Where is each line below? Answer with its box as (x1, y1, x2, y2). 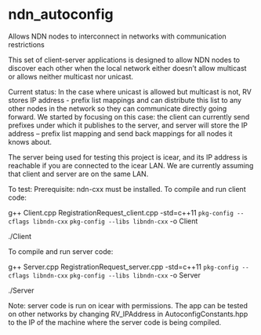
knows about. (8, 137, 53, 146)
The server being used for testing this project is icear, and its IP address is (8, 152, 248, 162)
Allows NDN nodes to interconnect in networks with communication (8, 31, 227, 41)
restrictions (8, 39, 45, 49)
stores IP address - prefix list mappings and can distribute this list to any (8, 95, 241, 105)
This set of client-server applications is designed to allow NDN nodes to (8, 55, 241, 64)
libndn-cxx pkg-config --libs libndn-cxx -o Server (32, 270, 201, 280)
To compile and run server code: (8, 246, 114, 256)
